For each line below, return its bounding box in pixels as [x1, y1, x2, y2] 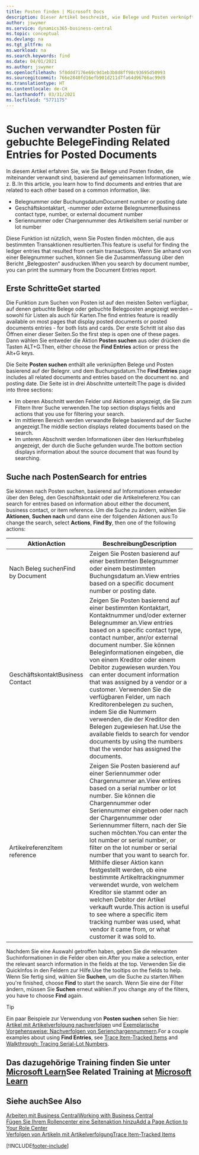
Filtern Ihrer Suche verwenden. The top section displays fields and [14, 404, 176, 412]
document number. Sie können [89, 641, 175, 649]
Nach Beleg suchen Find [9, 565, 76, 573]
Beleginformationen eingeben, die [89, 648, 184, 657]
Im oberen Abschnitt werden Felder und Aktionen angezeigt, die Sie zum [14, 398, 192, 405]
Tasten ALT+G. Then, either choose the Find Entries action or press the [6, 343, 179, 350]
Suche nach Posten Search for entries [6, 472, 147, 482]
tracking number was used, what [89, 918, 181, 926]
